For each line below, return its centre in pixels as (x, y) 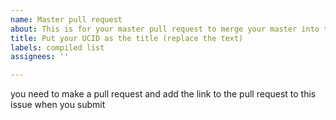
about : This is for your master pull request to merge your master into (165, 29)
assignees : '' (40, 57)
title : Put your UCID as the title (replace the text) (127, 38)
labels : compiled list (57, 47)
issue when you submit (58, 105)
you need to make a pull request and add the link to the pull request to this (163, 94)
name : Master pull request (66, 19)
